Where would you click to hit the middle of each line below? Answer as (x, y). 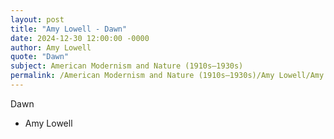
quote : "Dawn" (40, 57)
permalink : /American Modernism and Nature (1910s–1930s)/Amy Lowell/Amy (167, 76)
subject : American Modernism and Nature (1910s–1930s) (127, 66)
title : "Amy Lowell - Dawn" (69, 29)
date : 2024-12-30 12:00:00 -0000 (80, 38)
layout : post (37, 19)
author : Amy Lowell (51, 47)
